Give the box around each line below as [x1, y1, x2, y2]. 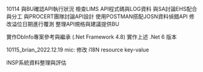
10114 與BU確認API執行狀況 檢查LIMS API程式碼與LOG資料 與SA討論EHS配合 [6, 5, 198, 12]
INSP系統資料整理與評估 [6, 59, 67, 66]
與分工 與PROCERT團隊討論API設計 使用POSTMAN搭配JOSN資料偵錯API [6, 13, 188, 20]
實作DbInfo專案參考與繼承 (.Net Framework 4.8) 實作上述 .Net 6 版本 [6, 33, 177, 41]
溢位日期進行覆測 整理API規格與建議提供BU [11, 21, 119, 27]
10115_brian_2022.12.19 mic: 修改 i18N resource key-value [6, 46, 150, 53]
